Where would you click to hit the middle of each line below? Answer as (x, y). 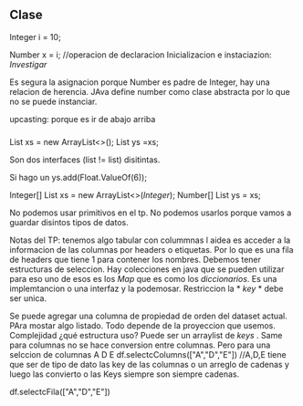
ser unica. (28, 298)
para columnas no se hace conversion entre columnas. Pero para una (140, 345)
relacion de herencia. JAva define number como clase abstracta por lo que (150, 91)
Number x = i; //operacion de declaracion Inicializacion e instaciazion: (141, 55)
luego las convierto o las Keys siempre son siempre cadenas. (125, 374)
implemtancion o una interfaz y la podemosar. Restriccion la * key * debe (146, 288)
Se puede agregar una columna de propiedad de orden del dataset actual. (148, 316)
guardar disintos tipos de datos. (69, 222)
